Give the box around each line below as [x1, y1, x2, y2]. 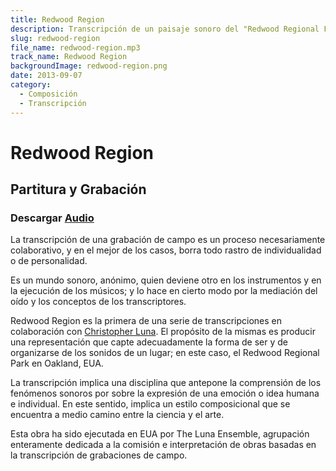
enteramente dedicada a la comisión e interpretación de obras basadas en [10, 439, 317, 451]
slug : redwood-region [10, 33, 101, 43]
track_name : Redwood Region [10, 52, 128, 62]
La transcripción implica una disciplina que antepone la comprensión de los [10, 377, 322, 389]
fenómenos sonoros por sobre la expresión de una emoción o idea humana [10, 387, 320, 400]
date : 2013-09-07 [10, 71, 83, 81]
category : [10, 80, 52, 90]
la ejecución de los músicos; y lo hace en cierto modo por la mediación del [10, 285, 318, 297]
